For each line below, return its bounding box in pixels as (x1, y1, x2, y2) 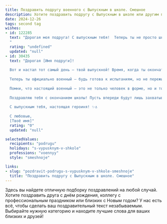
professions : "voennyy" (9, 150, 59, 156)
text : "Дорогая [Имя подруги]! (9, 58, 75, 63)
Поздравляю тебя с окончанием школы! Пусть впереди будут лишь (9, 95, 143, 100)
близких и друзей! (5, 214, 44, 220)
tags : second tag (5, 21, 41, 26)
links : (5, 164, 19, 169)
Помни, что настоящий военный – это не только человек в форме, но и (9, 86, 157, 91)
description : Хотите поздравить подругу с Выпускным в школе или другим (5, 12, 159, 17)
